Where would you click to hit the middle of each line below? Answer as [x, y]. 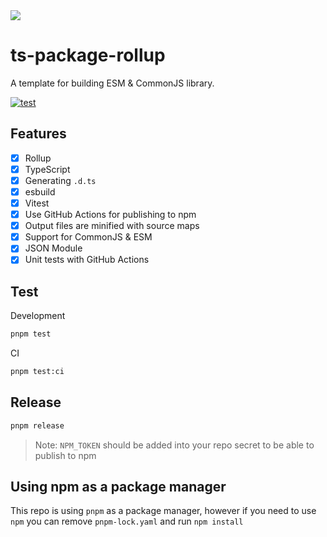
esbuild [40, 191]
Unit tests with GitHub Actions [87, 260]
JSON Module [53, 248]
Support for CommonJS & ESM [88, 237]
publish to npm [65, 455]
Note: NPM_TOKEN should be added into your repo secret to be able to [174, 445]
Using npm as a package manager [118, 487]
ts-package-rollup [88, 55]
